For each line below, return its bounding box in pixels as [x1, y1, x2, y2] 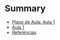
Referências [11, 29, 37, 35]
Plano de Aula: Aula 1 [11, 19, 55, 25]
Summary [4, 3, 46, 14]
